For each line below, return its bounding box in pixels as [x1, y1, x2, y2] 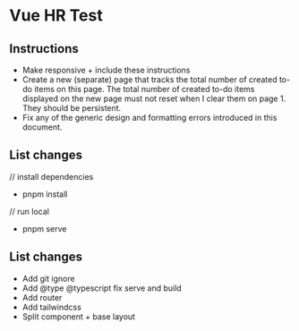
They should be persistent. [21, 103, 122, 113]
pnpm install [21, 189, 68, 199]
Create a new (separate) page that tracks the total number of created [21, 74, 278, 85]
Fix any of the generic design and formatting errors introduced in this [21, 113, 278, 123]
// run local [9, 206, 49, 216]
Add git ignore [21, 273, 75, 284]
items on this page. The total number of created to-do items [34, 84, 255, 94]
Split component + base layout [21, 310, 136, 322]
